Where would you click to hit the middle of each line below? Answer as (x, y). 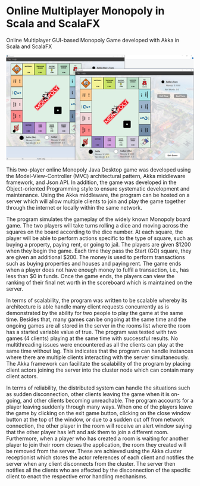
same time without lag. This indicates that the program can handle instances (100, 351)
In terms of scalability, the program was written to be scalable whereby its (97, 300)
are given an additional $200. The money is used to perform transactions (96, 257)
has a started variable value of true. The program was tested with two (92, 332)
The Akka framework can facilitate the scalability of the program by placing (99, 364)
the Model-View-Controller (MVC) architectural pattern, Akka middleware (96, 176)
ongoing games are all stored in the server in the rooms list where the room (98, 326)
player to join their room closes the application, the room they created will (96, 445)
